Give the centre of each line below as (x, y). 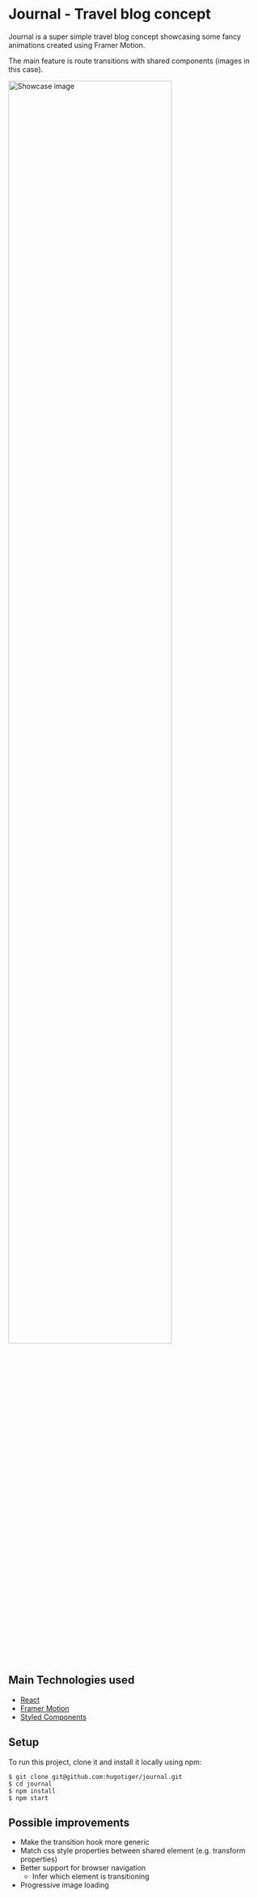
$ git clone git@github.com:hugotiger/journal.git (95, 1777)
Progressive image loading (64, 1885)
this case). (26, 69)
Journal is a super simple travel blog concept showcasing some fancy (125, 36)
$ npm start (28, 1798)
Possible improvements (69, 1822)
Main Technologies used (72, 1680)
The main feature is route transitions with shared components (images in (129, 61)
